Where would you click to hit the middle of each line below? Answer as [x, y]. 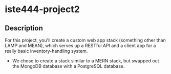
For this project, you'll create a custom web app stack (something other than [85, 40]
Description [24, 28]
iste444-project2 [42, 9]
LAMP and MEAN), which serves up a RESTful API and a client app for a [80, 46]
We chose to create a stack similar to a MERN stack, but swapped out [85, 61]
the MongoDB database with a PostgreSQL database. [68, 66]
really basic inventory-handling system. [46, 51]
